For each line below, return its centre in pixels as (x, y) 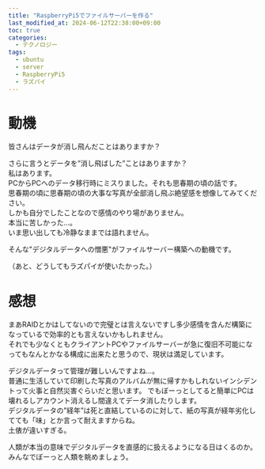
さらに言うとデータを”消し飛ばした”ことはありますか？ (98, 164)
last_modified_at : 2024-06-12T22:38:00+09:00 (84, 23)
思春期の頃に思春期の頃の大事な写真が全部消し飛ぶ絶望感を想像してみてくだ (133, 193)
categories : (28, 38)
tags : (17, 52)
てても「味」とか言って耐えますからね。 (74, 421)
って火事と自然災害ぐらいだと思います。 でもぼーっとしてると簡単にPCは (134, 391)
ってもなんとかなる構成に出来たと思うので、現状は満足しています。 (118, 354)
